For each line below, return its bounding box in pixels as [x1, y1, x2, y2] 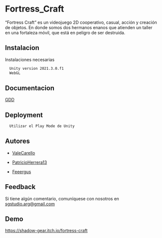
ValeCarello [12, 150, 35, 156]
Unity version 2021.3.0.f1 [9, 66, 64, 71]
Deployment [5, 111, 43, 119]
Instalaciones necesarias [5, 57, 55, 63]
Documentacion [5, 84, 55, 92]
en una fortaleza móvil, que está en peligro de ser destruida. [5, 30, 126, 35]
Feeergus [12, 169, 32, 175]
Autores [5, 137, 30, 145]
